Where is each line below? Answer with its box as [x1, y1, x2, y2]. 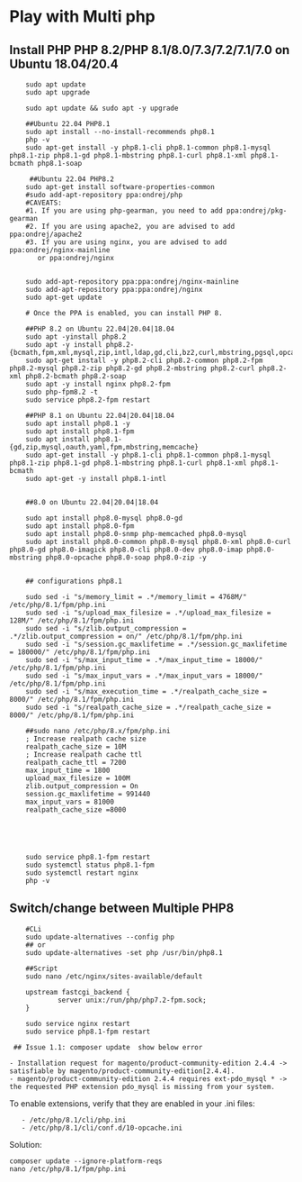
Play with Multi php [9, 6, 155, 27]
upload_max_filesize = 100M [25, 774, 130, 783]
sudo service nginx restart [25, 1019, 130, 1028]
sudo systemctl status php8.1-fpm [25, 860, 155, 869]
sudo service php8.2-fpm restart [25, 396, 151, 405]
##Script [25, 964, 58, 973]
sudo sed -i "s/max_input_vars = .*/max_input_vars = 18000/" [25, 671, 263, 680]
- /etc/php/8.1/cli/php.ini [21, 1115, 127, 1124]
